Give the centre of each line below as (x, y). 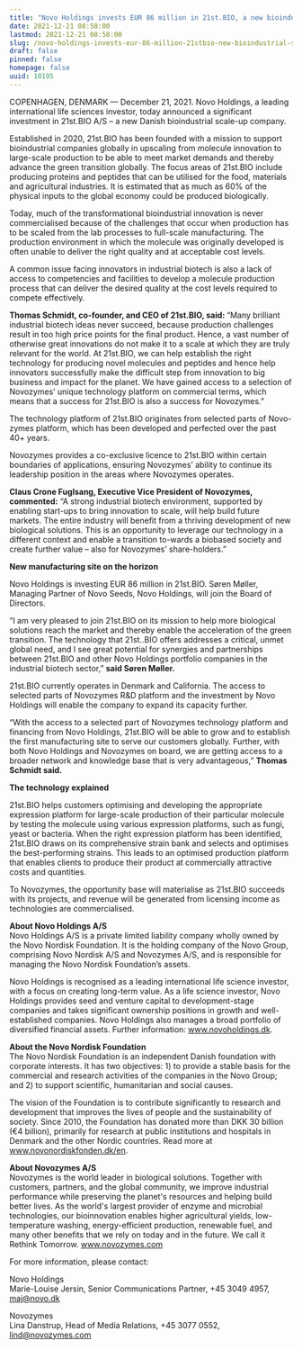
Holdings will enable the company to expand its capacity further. (129, 705)
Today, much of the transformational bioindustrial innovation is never (137, 213)
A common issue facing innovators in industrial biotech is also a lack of (141, 269)
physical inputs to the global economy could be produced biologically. (139, 195)
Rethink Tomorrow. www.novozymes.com (86, 1244)
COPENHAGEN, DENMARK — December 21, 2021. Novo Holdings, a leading (149, 102)
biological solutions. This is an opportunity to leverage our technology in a (147, 530)
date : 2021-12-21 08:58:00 (60, 26)
